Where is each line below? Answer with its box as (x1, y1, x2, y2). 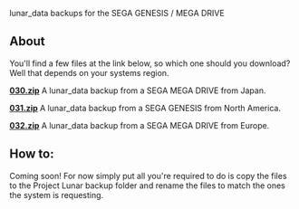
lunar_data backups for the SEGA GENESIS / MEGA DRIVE (9, 8, 225, 18)
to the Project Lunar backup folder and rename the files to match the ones (9, 180, 285, 191)
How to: (9, 147, 54, 162)
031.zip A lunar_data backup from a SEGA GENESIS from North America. (9, 102, 281, 113)
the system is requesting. (9, 189, 104, 200)
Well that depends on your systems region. (9, 67, 169, 78)
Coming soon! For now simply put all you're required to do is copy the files (9, 170, 287, 181)
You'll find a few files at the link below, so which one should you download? (9, 58, 291, 69)
